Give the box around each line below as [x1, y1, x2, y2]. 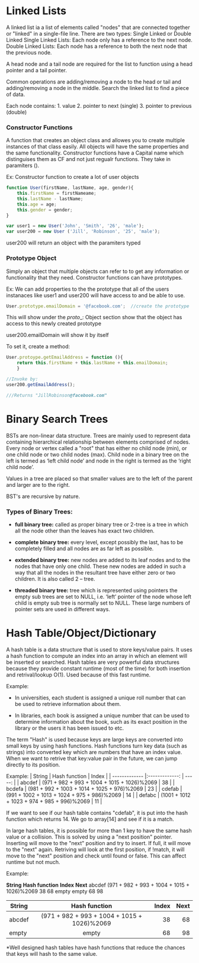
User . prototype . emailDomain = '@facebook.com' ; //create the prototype [6, 303, 190, 309]
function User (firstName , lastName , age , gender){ [6, 185, 134, 191]
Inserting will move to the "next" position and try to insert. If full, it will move [6, 839, 191, 846]
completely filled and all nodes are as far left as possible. [14, 545, 154, 552]
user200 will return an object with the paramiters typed [6, 239, 141, 246]
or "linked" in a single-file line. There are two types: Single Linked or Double [6, 30, 191, 37]
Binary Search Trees [6, 412, 108, 426]
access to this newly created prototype [6, 320, 102, 327]
